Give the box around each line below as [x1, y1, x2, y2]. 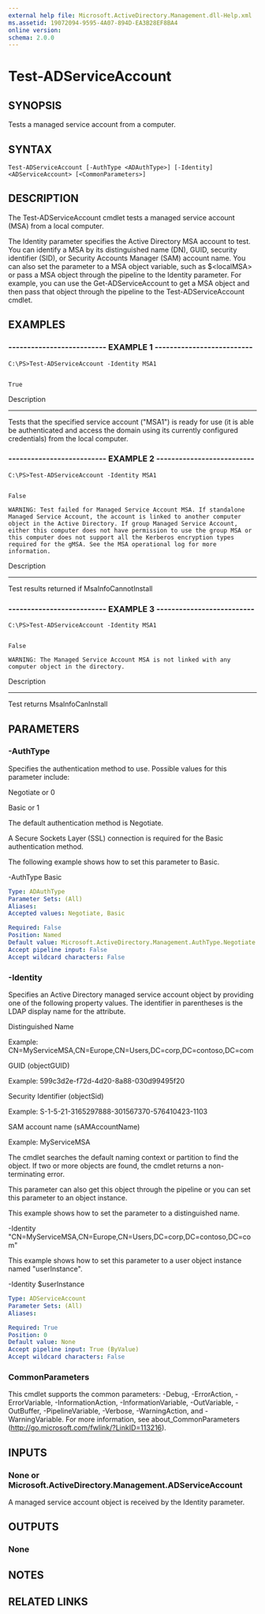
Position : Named [8, 931, 62, 939]
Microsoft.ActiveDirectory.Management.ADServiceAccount [8, 1479, 243, 1490]
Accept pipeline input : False [8, 946, 108, 953]
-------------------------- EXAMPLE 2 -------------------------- [8, 453, 255, 464]
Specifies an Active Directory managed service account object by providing [8, 990, 254, 999]
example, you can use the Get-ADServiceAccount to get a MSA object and [8, 278, 250, 288]
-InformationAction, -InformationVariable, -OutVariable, [54, 1398, 234, 1407]
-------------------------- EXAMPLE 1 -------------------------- [8, 342, 253, 353]
